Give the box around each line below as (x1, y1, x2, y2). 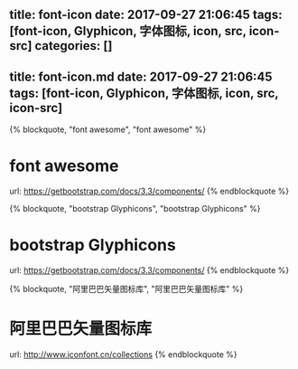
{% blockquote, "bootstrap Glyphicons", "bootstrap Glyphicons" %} (9, 203, 261, 214)
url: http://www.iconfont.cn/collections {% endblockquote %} (9, 349, 237, 360)
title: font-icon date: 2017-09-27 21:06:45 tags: (9, 7, 283, 23)
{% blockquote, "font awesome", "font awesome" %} (9, 124, 207, 135)
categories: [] (34, 38, 113, 53)
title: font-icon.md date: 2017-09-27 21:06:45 (9, 69, 273, 84)
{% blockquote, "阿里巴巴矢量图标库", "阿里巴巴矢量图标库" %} (9, 284, 244, 295)
